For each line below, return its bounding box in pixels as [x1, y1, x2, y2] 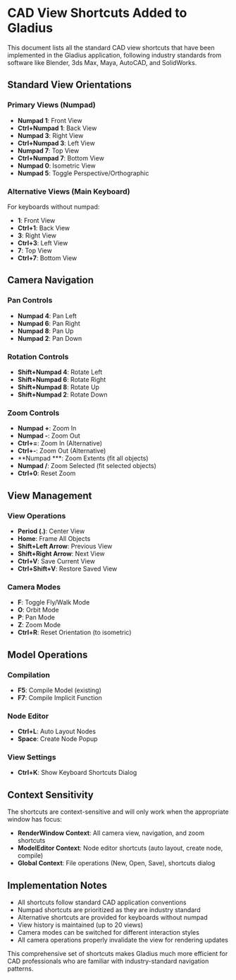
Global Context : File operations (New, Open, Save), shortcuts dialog [17, 859, 216, 868]
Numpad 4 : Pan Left [17, 311, 77, 320]
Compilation [7, 670, 51, 679]
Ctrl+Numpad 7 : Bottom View [17, 153, 104, 162]
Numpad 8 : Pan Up [17, 327, 74, 335]
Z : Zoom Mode [17, 621, 61, 629]
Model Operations [7, 648, 88, 660]
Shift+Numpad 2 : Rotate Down [17, 390, 108, 399]
